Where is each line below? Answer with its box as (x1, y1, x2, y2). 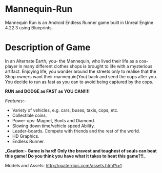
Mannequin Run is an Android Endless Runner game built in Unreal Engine (5, 20, 154, 25)
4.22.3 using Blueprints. (5, 24, 53, 30)
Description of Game (5, 42, 91, 53)
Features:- (5, 98, 26, 104)
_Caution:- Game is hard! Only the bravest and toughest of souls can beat (5, 148, 157, 153)
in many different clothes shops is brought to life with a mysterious (19, 63, 153, 69)
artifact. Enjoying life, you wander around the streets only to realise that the (5, 68, 157, 74)
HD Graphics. (12, 133, 40, 139)
